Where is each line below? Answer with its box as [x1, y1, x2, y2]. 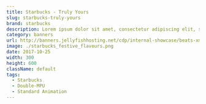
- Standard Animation [12, 89, 67, 95]
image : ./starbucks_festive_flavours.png [6, 43, 114, 50]
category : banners [6, 32, 53, 38]
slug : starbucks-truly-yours [6, 15, 81, 21]
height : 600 [6, 60, 37, 66]
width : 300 [6, 54, 34, 61]
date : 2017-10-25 [6, 49, 51, 55]
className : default [6, 65, 56, 72]
